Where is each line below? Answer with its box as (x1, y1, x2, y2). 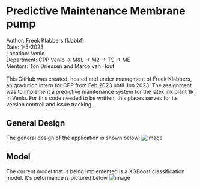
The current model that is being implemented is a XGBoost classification (6, 167, 185, 175)
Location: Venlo (6, 49, 45, 57)
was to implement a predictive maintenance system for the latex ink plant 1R (6, 88, 194, 95)
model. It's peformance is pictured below (6, 174, 108, 181)
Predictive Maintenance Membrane (6, 4, 186, 18)
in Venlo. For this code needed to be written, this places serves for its (6, 94, 178, 102)
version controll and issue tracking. (6, 100, 93, 108)
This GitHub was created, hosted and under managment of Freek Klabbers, (6, 75, 192, 82)
